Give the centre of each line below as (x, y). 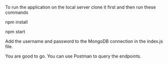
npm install (17, 22)
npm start (15, 32)
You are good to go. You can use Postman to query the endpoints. (73, 56)
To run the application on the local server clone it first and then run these (81, 7)
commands (17, 12)
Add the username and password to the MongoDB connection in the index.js (84, 41)
